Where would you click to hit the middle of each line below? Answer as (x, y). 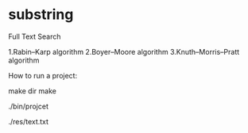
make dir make (33, 91)
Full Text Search (35, 36)
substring (41, 15)
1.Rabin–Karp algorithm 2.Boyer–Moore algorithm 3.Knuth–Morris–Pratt (124, 51)
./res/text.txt (29, 121)
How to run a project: (43, 75)
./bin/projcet (29, 106)
